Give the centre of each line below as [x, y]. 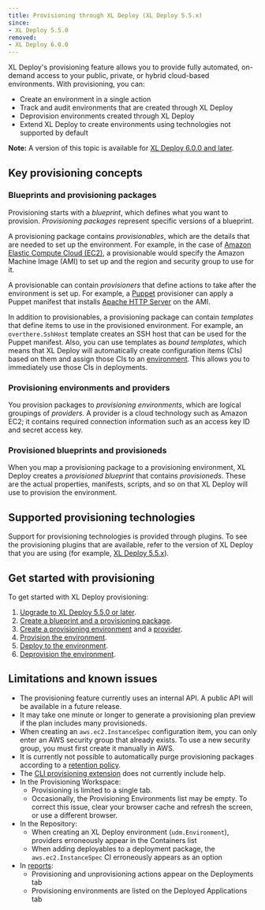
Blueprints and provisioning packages [82, 196]
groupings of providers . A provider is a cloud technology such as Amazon [128, 413]
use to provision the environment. [63, 493]
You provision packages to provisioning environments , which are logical [125, 405]
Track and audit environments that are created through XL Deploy [126, 108]
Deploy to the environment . [64, 646]
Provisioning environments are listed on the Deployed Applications [139, 890]
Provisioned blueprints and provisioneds [88, 450]
